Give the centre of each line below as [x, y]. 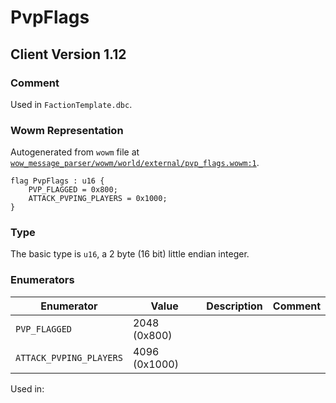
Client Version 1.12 [68, 54]
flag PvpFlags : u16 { [57, 181]
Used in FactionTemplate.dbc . [71, 104]
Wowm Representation [67, 130]
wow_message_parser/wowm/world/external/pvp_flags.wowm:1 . [135, 163]
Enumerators [42, 280]
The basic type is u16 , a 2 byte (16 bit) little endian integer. [130, 254]
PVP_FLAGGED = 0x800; [73, 190]
